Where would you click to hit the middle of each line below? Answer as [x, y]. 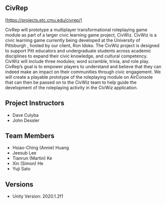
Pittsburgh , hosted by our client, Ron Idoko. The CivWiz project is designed [82, 45]
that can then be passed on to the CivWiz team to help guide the [71, 82]
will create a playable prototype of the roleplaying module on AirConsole [79, 77]
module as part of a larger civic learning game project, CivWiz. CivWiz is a [81, 35]
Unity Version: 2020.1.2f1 [38, 196]
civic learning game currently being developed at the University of [73, 40]
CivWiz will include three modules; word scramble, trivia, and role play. [77, 61]
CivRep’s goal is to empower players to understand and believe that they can [83, 66]
